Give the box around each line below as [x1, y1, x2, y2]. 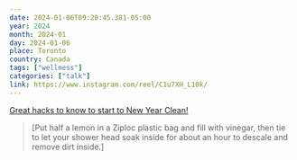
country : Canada [9, 55, 70, 64]
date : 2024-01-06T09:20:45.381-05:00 [9, 13, 152, 22]
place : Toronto [9, 47, 67, 56]
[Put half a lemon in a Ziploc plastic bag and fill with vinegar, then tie [31, 122, 286, 133]
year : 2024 [9, 22, 51, 31]
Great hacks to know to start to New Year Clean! [9, 104, 189, 115]
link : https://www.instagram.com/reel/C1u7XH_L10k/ [9, 80, 208, 89]
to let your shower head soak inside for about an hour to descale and [31, 131, 289, 142]
